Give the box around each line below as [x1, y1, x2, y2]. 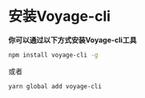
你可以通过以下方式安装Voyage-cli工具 [8, 35, 137, 45]
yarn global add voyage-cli [8, 82, 103, 90]
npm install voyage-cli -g [8, 51, 99, 59]
